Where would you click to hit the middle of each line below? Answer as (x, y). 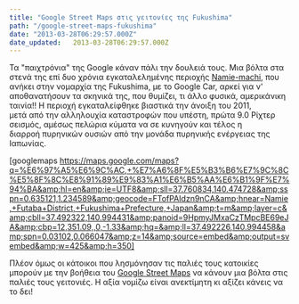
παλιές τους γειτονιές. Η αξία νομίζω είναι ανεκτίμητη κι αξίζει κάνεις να (146, 283)
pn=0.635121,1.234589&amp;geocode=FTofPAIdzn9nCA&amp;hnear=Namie (149, 199)
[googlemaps (33, 160)
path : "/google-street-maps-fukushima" (83, 26)
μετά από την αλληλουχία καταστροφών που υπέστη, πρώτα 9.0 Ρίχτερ (142, 115)
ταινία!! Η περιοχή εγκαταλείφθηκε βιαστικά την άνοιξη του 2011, (130, 106)
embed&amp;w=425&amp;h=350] (72, 246)
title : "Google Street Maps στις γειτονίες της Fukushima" (121, 17)
